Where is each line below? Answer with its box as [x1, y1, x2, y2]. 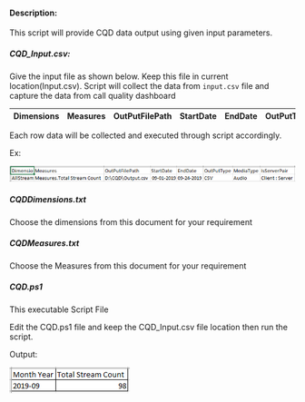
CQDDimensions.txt [9, 193, 86, 204]
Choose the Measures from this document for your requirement [9, 260, 247, 271]
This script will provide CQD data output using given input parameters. [9, 27, 273, 38]
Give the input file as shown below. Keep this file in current [9, 71, 229, 82]
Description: [9, 7, 57, 18]
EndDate [224, 110, 258, 122]
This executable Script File [9, 304, 109, 315]
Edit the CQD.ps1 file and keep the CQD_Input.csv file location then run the [9, 322, 289, 333]
